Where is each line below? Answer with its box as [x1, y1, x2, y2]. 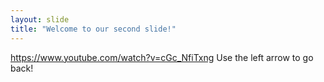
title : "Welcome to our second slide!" [10, 24, 177, 34]
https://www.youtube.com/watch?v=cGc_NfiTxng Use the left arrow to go [10, 51, 314, 63]
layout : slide [10, 14, 70, 25]
